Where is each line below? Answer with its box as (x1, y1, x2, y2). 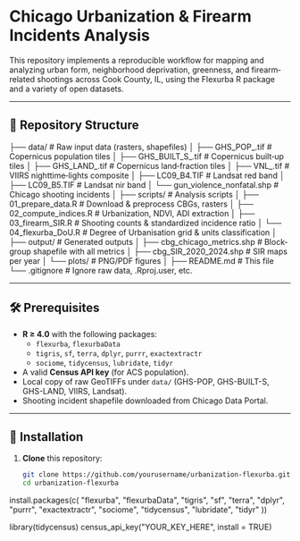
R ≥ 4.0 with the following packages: (21, 328, 158, 339)
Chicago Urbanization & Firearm (9, 6, 252, 27)
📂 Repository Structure (9, 118, 139, 133)
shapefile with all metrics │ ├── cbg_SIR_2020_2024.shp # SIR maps (32, 246, 288, 257)
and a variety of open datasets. (9, 83, 124, 94)
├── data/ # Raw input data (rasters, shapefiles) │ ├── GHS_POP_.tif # (9, 141, 272, 152)
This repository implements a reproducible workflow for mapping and (9, 55, 265, 65)
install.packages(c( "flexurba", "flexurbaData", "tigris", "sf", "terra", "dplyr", (9, 495, 286, 506)
